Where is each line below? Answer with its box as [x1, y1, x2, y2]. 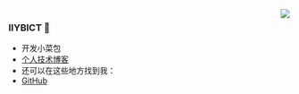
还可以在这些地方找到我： [21, 65, 116, 76]
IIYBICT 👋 [8, 21, 51, 34]
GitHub [21, 75, 48, 86]
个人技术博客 [21, 54, 69, 65]
